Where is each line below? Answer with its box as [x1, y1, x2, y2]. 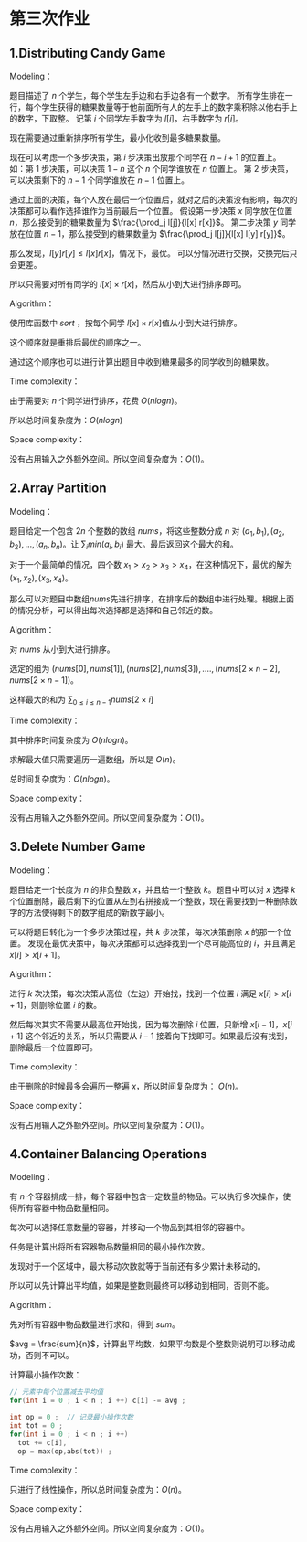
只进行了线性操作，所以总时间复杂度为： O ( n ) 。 [9, 1484, 187, 1494]
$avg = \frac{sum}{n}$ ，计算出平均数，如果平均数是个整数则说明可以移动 [9, 1338, 288, 1349]
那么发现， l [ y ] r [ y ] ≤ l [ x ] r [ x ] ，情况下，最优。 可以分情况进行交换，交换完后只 [9, 248, 298, 259]
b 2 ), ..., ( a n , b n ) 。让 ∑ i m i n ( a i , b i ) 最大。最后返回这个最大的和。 [9, 538, 239, 551]
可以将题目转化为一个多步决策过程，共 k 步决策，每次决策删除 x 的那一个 [9, 926, 284, 937]
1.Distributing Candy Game [9, 45, 166, 60]
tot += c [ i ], [17, 1438, 68, 1447]
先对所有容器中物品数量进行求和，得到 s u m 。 [9, 1319, 180, 1330]
